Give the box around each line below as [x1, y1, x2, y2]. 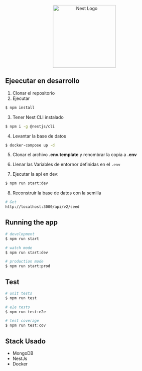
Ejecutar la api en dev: [12, 171, 59, 177]
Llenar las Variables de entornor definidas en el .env [12, 161, 120, 168]
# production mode [5, 259, 44, 264]
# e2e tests [5, 304, 30, 310]
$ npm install [5, 105, 35, 110]
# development [5, 231, 35, 236]
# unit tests [5, 291, 33, 296]
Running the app [5, 218, 58, 227]
